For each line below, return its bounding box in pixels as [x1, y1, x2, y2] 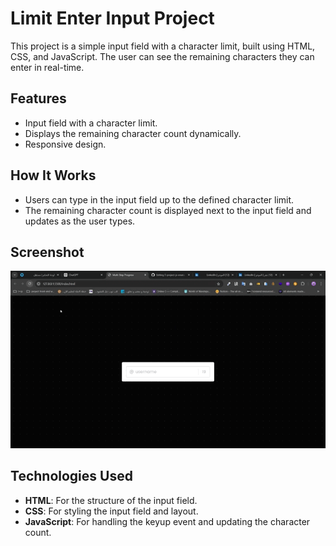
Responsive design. [24, 138, 107, 150]
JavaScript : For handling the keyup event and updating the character [24, 515, 311, 527]
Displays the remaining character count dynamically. [24, 127, 242, 139]
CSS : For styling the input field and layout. [24, 505, 199, 517]
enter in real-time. [10, 61, 85, 73]
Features [10, 90, 67, 107]
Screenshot [10, 243, 85, 261]
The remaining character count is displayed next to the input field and [24, 204, 312, 216]
